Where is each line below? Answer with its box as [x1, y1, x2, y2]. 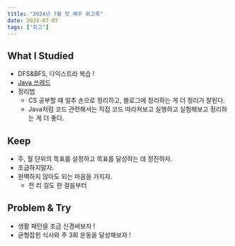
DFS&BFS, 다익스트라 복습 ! [17, 69, 95, 78]
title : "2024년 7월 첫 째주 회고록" [7, 10, 104, 18]
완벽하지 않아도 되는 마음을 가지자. [17, 172, 113, 181]
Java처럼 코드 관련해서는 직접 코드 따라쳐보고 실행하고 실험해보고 [28, 105, 209, 113]
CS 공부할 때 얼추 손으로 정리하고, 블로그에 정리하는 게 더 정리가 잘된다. [28, 96, 225, 105]
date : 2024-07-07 [7, 17, 59, 24]
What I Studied [7, 50, 74, 62]
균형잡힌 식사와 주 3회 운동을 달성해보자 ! [17, 230, 132, 239]
